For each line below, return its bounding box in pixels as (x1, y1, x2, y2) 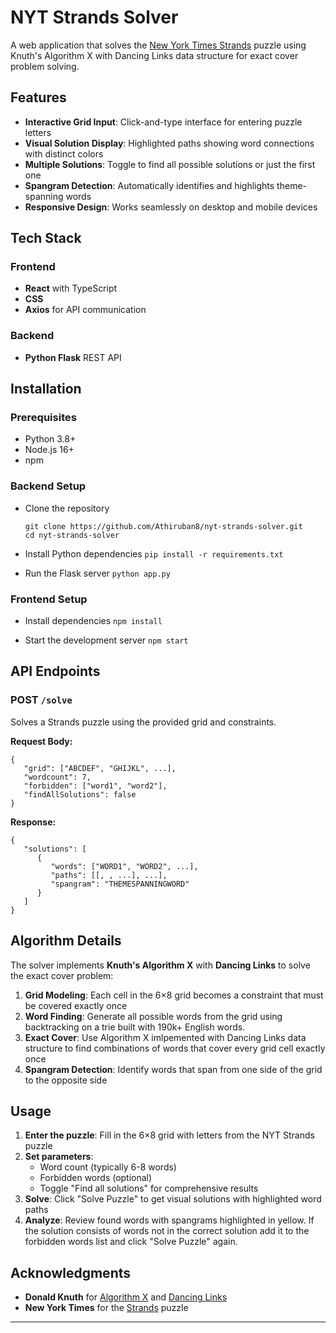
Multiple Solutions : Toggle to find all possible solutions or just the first (24, 158, 316, 170)
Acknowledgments (10, 1264, 132, 1281)
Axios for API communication (24, 304, 147, 316)
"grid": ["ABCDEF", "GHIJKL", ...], (23, 763, 177, 773)
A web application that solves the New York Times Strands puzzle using (10, 39, 307, 51)
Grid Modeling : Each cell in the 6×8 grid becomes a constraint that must (24, 989, 324, 1001)
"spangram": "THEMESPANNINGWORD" (50, 879, 190, 889)
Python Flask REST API (24, 351, 122, 363)
